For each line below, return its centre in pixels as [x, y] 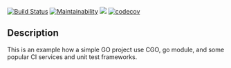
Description [33, 33]
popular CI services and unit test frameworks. [72, 57]
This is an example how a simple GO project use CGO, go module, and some [116, 49]
